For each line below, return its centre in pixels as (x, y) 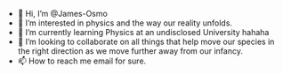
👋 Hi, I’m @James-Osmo (63, 14)
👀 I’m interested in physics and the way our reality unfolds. (125, 23)
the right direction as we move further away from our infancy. (130, 51)
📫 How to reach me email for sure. (82, 61)
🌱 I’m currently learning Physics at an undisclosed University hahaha (143, 32)
